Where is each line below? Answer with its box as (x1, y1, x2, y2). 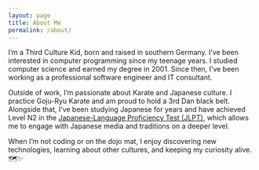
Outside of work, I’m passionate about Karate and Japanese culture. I (8, 88, 232, 98)
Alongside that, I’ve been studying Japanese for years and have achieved (8, 105, 246, 114)
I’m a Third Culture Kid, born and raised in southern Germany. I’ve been (8, 48, 239, 57)
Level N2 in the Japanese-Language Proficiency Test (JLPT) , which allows (8, 113, 250, 123)
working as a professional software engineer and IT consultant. (8, 72, 213, 83)
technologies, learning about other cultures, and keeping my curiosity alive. (8, 145, 253, 154)
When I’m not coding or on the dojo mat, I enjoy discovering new (8, 137, 217, 146)
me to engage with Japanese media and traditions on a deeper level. (8, 121, 230, 131)
